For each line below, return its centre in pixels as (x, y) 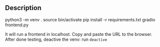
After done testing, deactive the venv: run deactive (56, 39)
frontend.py (17, 25)
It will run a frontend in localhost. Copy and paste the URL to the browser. (79, 34)
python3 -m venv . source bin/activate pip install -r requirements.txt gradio (80, 19)
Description (23, 8)
